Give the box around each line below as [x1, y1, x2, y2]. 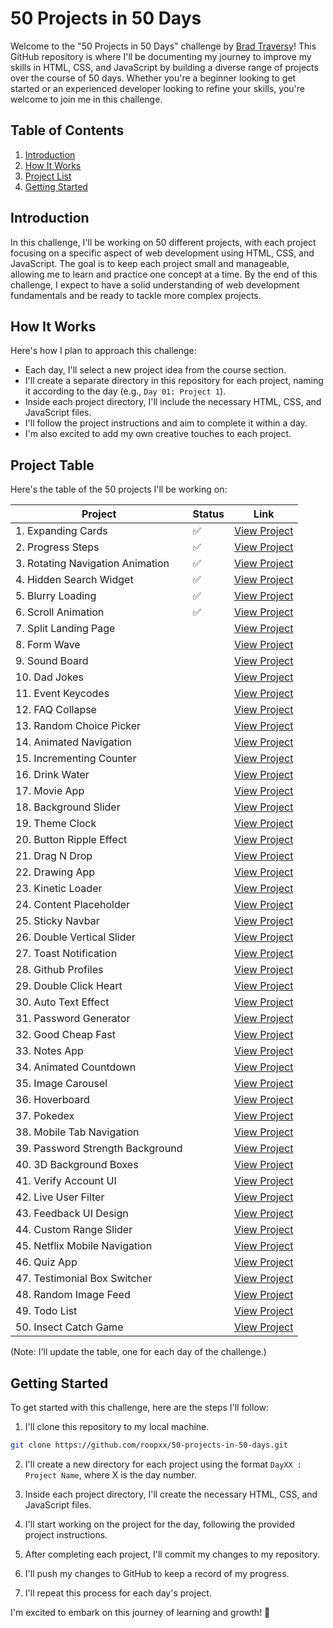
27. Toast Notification [15, 947, 118, 961]
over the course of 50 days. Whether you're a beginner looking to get [10, 72, 297, 84]
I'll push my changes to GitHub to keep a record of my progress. [24, 1567, 290, 1579]
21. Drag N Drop [15, 849, 93, 863]
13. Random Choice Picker [15, 719, 142, 733]
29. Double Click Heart [15, 979, 123, 993]
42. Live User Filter [15, 1190, 105, 1204]
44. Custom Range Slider [15, 1223, 133, 1237]
